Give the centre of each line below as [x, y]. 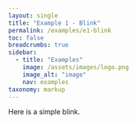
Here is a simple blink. [44, 112]
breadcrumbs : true [38, 45]
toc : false [26, 38]
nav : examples [46, 82]
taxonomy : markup [37, 89]
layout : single [33, 15]
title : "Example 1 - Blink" [55, 23]
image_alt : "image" [55, 75]
